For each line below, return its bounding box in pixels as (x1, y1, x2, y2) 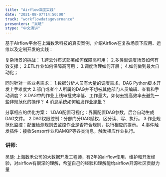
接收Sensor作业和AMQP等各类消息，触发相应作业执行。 (22, 128, 138, 134)
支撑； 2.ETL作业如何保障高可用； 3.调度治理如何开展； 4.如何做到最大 (9, 63, 156, 69)
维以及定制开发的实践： (5, 46, 53, 52)
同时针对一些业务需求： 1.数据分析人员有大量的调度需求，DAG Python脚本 (5, 80, 157, 86)
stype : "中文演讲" (5, 26, 41, 31)
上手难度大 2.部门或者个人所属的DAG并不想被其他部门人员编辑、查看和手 (9, 86, 160, 92)
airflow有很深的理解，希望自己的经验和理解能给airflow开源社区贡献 (18, 160, 156, 166)
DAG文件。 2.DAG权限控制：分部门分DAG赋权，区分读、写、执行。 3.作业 (5, 116, 157, 122)
